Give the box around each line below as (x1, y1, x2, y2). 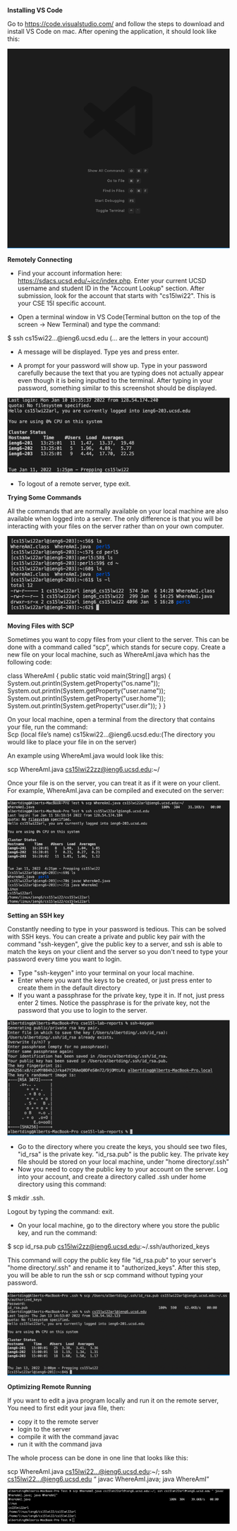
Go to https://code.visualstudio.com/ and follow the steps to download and (7, 20, 224, 28)
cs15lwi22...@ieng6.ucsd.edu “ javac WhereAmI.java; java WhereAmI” (7, 1475, 209, 1484)
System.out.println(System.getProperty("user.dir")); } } (7, 702, 166, 710)
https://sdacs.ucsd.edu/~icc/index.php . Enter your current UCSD (17, 277, 207, 285)
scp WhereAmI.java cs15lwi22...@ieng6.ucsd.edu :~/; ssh (7, 1467, 172, 1476)
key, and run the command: (17, 1228, 97, 1237)
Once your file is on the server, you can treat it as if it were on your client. (7, 779, 221, 787)
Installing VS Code (7, 6, 63, 14)
